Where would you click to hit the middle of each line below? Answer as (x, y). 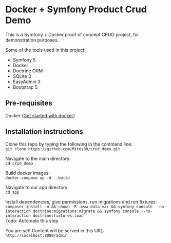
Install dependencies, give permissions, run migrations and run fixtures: (81, 201)
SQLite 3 (22, 76)
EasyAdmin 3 (27, 82)
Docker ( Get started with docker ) (40, 115)
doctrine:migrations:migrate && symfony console (86, 211)
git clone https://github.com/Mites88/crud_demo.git (63, 149)
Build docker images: (28, 173)
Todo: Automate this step (32, 220)
